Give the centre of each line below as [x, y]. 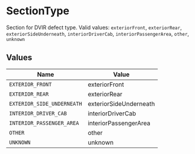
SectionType [38, 11]
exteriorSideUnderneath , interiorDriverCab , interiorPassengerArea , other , [98, 33]
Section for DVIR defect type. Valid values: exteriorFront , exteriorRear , [94, 27]
